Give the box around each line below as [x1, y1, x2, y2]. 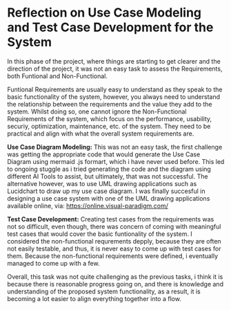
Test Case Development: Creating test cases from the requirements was [7, 215, 214, 223]
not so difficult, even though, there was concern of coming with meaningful [7, 222, 221, 230]
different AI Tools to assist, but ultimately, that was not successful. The [7, 172, 208, 181]
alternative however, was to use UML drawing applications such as [7, 179, 197, 188]
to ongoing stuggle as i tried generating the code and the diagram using [7, 165, 212, 173]
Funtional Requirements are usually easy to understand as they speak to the [7, 85, 223, 93]
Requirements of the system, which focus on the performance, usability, [7, 114, 212, 122]
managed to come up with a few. [7, 259, 100, 267]
